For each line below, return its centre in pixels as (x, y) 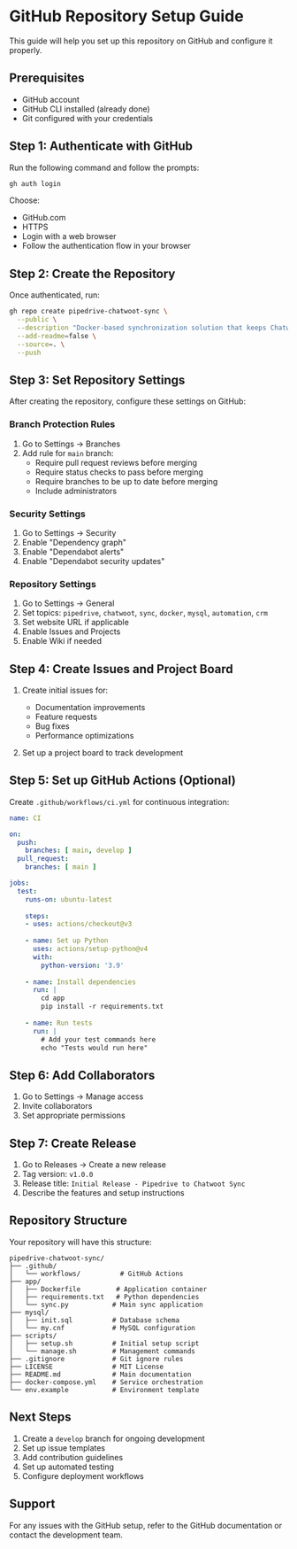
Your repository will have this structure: (80, 1242)
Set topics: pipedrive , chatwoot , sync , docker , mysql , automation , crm (145, 613)
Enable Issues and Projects (71, 631)
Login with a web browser (69, 236)
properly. (26, 50)
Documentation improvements (90, 708)
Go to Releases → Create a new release (94, 1165)
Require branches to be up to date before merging (126, 481)
